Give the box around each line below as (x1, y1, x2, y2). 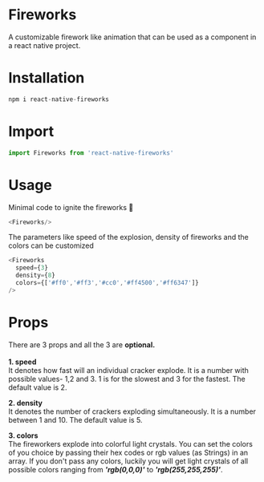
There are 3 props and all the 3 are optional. (8, 339, 156, 350)
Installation (8, 69, 85, 87)
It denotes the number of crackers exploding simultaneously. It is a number (8, 407, 257, 416)
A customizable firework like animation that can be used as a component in (8, 32, 257, 42)
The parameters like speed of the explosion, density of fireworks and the (8, 233, 249, 242)
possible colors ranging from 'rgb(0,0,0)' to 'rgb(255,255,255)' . (8, 464, 223, 474)
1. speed (8, 357, 37, 367)
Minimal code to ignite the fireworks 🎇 (8, 202, 134, 212)
